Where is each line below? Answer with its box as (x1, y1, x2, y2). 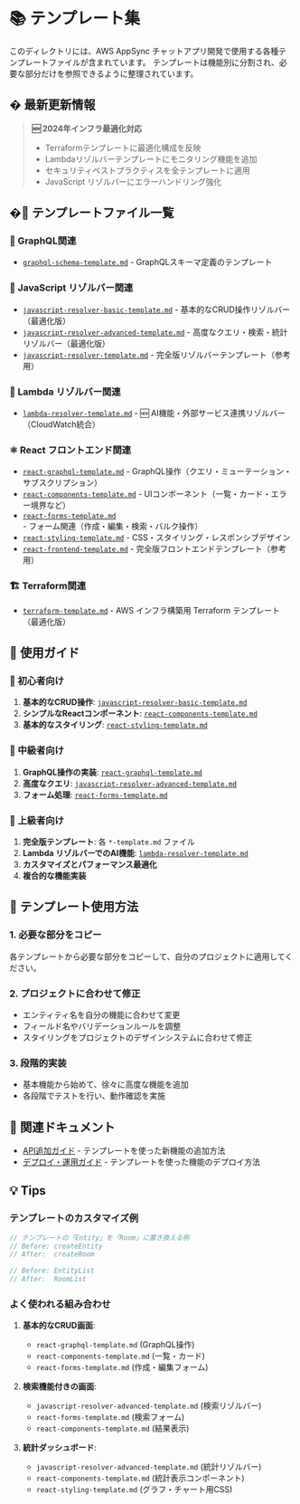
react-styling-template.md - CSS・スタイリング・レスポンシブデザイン (22, 532, 291, 543)
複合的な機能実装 (22, 870, 87, 881)
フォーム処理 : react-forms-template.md (22, 789, 169, 800)
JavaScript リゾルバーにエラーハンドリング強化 (44, 176, 222, 186)
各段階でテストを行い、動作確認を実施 (22, 1090, 165, 1101)
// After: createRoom (9, 1250, 95, 1259)
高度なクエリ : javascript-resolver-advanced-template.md (22, 777, 238, 788)
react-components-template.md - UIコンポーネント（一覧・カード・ (22, 489, 271, 500)
